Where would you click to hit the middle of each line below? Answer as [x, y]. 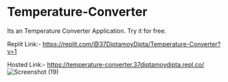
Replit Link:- [24, 44]
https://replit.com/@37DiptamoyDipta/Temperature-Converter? [132, 44]
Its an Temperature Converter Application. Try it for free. [87, 31]
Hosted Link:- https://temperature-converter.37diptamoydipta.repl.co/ [106, 64]
